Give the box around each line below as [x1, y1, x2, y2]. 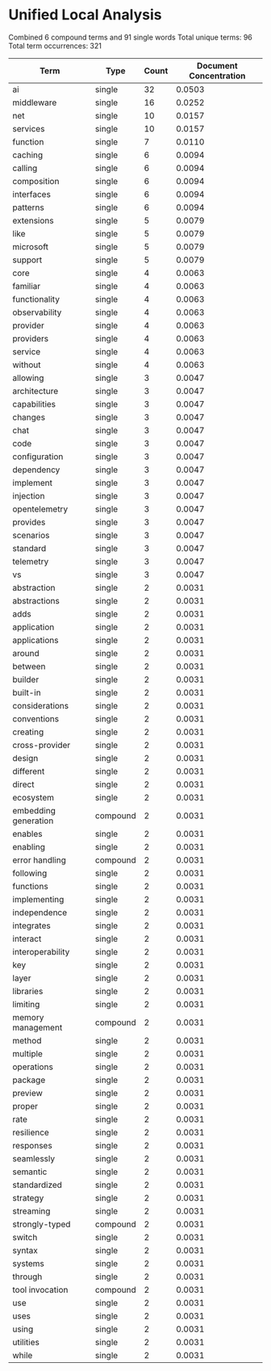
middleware [12, 97, 57, 108]
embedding [12, 805, 56, 816]
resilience [12, 1126, 50, 1138]
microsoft [12, 240, 49, 252]
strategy [12, 1192, 44, 1203]
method [12, 1035, 42, 1046]
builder [12, 674, 40, 685]
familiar [12, 280, 41, 291]
